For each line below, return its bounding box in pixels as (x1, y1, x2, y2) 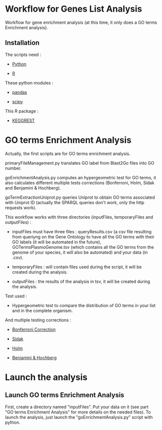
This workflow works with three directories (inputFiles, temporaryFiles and (5, 214, 153, 220)
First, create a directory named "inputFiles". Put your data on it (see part (5, 404, 149, 410)
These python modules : (5, 80, 54, 86)
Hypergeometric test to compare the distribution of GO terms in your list (12, 302, 156, 308)
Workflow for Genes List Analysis (5, 3, 142, 15)
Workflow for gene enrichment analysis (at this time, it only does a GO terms (5, 19, 157, 25)
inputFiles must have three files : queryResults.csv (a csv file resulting (12, 228, 152, 234)
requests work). (5, 205, 37, 210)
